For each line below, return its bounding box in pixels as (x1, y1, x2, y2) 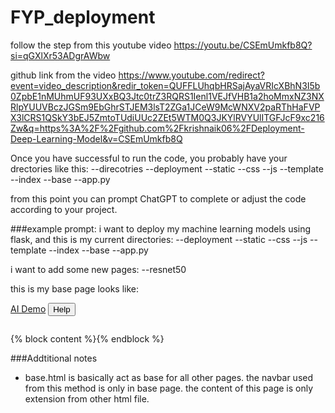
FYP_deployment (10, 6, 156, 29)
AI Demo (10, 302, 47, 315)
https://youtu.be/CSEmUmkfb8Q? (173, 39, 313, 51)
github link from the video (10, 69, 117, 81)
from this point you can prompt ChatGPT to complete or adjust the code (10, 192, 307, 205)
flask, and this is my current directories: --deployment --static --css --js (10, 233, 308, 245)
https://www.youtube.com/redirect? (118, 69, 265, 81)
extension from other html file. (24, 392, 150, 405)
